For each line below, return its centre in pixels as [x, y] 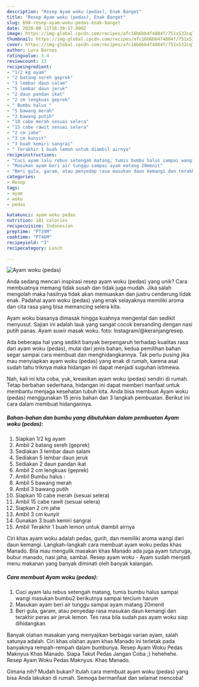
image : [15, 34]
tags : [13, 188]
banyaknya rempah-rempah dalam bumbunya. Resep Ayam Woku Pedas [95, 648]
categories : [21, 177]
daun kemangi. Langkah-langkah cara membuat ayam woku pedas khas [94, 545]
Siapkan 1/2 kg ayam [40, 439]
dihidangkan [30, 624]
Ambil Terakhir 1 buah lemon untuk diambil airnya [75, 527]
